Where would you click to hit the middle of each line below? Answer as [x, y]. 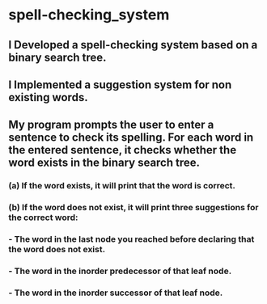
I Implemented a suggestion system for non [120, 84]
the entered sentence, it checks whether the [123, 150]
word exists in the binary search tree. [104, 163]
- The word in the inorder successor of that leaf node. [116, 293]
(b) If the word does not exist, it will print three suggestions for [133, 208]
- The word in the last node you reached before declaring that [131, 239]
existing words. [48, 97]
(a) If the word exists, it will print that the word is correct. [122, 186]
